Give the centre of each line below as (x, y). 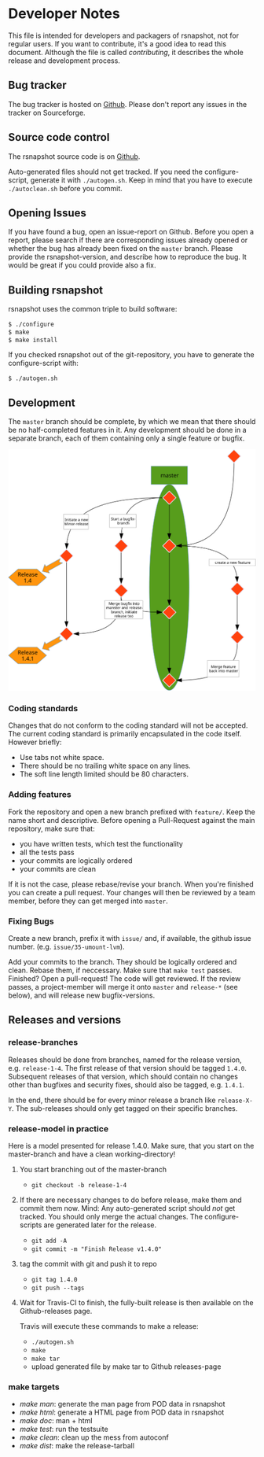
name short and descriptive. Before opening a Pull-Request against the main (132, 820)
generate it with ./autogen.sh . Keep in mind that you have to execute (141, 180)
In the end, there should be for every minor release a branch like (112, 1100)
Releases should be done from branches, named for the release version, (125, 1060)
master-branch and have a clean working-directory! (92, 1154)
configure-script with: (43, 363)
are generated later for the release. (100, 1225)
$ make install (33, 340)
